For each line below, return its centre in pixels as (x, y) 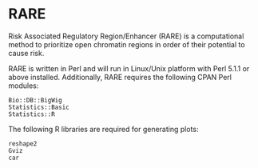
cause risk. (26, 53)
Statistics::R (32, 114)
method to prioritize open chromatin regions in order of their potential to (127, 44)
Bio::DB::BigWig (35, 100)
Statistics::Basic (39, 107)
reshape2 (23, 144)
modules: (24, 86)
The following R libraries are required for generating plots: (103, 129)
